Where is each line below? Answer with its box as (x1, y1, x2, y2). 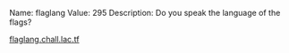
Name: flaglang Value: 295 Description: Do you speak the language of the (9, 8, 281, 18)
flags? (9, 17, 32, 27)
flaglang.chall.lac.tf (9, 34, 80, 44)
